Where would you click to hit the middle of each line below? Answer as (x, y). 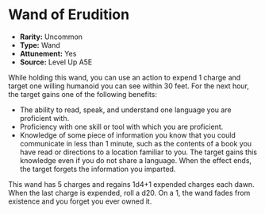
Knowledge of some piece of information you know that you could (128, 135)
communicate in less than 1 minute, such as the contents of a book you (136, 143)
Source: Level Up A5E (56, 62)
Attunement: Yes (48, 53)
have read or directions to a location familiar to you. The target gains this (138, 152)
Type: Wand (40, 45)
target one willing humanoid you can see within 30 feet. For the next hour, (129, 86)
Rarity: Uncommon (51, 37)
